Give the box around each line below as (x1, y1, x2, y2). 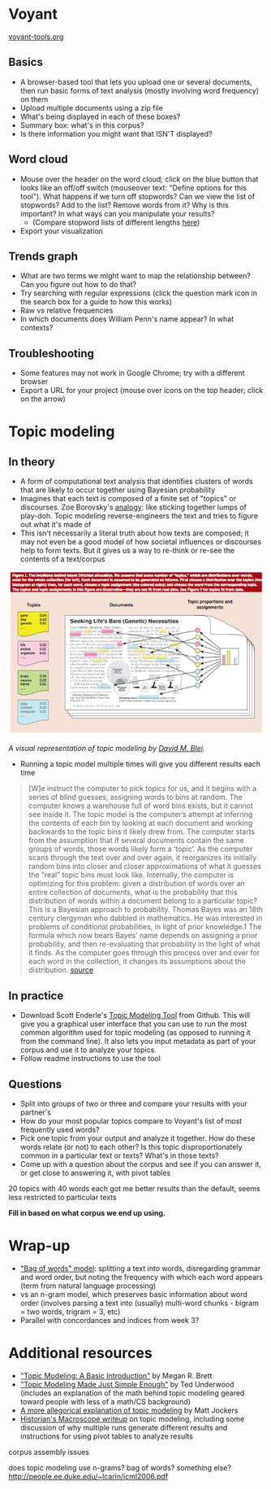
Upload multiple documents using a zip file (19, 103, 164, 112)
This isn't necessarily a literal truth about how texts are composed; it (19, 528, 249, 538)
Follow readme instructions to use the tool (19, 1054, 161, 1063)
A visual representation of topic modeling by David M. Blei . (8, 744, 205, 753)
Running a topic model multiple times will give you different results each (19, 759, 261, 769)
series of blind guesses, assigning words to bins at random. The (28, 793, 243, 802)
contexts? (19, 323, 54, 333)
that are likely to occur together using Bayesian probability (19, 485, 216, 495)
